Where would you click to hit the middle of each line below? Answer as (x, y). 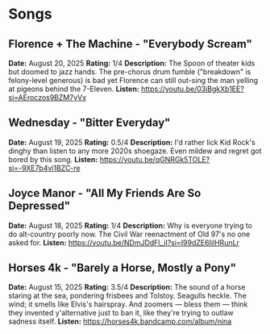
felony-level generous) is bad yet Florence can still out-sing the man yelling (133, 80)
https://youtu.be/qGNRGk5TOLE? (155, 159)
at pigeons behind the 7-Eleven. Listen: (74, 89)
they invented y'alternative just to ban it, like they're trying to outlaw (121, 313)
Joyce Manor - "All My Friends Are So (105, 193)
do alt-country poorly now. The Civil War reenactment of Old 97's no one (129, 234)
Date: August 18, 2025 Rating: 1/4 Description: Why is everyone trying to (130, 225)
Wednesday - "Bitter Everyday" (89, 123)
